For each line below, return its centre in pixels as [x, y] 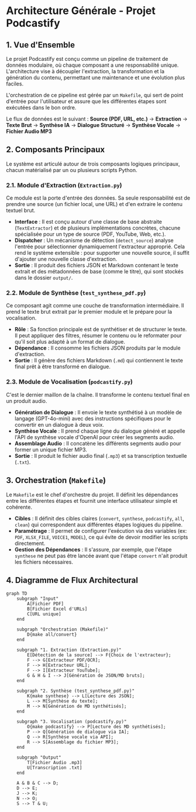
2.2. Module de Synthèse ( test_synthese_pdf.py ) [76, 293]
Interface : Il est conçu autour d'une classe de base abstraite [88, 222]
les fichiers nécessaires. [44, 562]
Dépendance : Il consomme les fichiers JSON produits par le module [97, 348]
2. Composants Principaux [56, 150]
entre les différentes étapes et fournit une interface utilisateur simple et [92, 501]
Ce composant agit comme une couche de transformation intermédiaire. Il [95, 306]
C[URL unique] [44, 614]
